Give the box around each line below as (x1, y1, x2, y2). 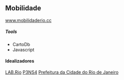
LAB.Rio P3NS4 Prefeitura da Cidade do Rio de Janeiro (5, 69, 119, 75)
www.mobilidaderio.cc (5, 17, 52, 23)
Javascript (12, 46, 35, 52)
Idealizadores (5, 58, 35, 64)
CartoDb (12, 41, 30, 47)
